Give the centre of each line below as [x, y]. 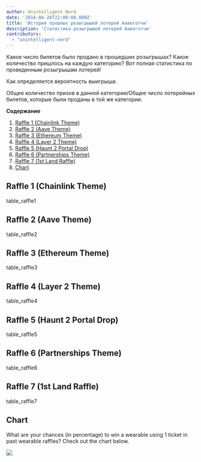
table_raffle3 [22, 268]
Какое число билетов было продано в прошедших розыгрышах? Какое [97, 57]
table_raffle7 [22, 401]
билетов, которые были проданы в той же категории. [74, 99]
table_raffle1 [21, 201]
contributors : [24, 34]
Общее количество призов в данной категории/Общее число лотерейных [101, 93]
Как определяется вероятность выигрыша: [61, 81]
